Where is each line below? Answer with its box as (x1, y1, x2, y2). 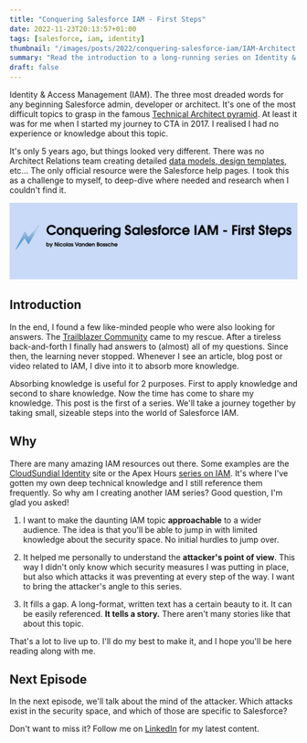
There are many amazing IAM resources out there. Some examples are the (9, 458, 290, 469)
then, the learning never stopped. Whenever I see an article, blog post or (9, 350, 283, 361)
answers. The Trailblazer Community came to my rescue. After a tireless (9, 331, 281, 342)
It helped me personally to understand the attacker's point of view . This (22, 551, 295, 562)
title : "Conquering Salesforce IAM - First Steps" (9, 15, 206, 24)
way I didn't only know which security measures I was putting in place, (22, 561, 290, 572)
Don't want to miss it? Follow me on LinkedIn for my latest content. (9, 723, 260, 735)
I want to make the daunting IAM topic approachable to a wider (22, 515, 262, 525)
